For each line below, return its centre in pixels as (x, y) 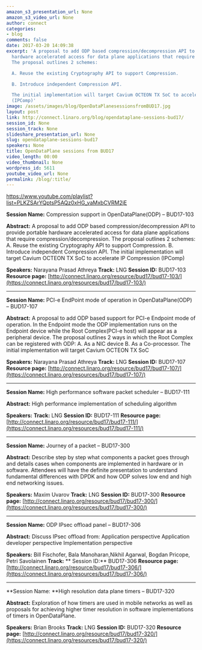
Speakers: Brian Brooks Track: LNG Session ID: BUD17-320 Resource (94, 628)
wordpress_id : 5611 (31, 168)
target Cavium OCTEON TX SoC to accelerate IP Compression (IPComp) (96, 258)
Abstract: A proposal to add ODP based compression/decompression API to (101, 226)
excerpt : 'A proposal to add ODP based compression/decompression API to (101, 51)
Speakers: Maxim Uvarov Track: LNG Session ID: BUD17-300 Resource (96, 495)
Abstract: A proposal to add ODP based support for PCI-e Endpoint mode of (101, 318)
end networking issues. (35, 483)
